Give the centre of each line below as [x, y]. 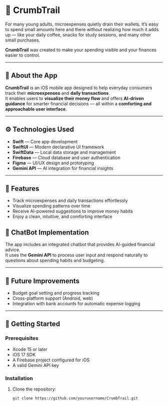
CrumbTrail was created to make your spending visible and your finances [81, 50]
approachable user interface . [36, 109]
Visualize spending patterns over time [51, 206]
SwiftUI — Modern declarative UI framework [58, 147]
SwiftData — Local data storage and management [64, 152]
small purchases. [23, 40]
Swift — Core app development [45, 141]
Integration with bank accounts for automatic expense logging [76, 303]
